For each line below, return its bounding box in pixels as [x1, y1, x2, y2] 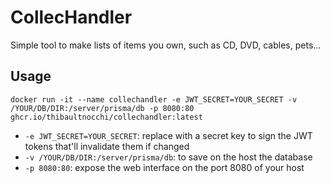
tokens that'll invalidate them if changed [24, 140, 190, 152]
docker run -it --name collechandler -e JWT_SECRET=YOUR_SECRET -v [10, 94, 298, 105]
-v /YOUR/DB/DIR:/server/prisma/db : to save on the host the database [24, 151, 313, 163]
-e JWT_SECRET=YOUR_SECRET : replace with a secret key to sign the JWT [24, 129, 313, 141]
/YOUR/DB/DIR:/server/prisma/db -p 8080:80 [10, 103, 195, 113]
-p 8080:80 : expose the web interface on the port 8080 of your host [24, 161, 305, 173]
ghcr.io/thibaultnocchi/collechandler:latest [10, 112, 203, 122]
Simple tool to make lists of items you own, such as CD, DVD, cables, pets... [10, 39, 322, 51]
